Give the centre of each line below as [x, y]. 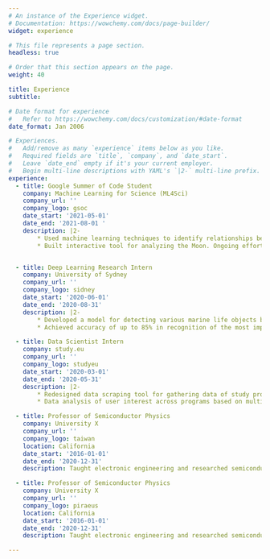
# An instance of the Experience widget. [79, 16]
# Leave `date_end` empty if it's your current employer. [111, 164]
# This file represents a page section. [77, 45]
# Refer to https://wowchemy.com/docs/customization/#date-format [125, 119]
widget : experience [41, 31]
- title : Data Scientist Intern [70, 342]
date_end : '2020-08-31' [63, 304]
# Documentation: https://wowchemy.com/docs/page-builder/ [109, 23]
